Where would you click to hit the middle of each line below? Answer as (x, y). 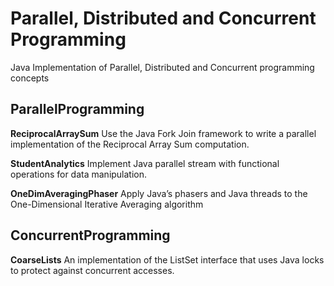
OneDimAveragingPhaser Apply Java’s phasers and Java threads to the (159, 193)
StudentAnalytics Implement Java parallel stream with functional (145, 163)
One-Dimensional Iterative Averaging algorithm (107, 204)
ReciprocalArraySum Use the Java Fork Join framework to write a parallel (163, 133)
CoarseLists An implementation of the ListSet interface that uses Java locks (167, 259)
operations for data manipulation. (79, 174)
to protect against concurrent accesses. (92, 270)
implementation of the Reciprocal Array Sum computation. (130, 144)
